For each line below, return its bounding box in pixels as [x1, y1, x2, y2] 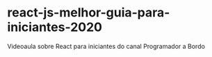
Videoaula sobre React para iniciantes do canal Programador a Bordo [7, 42, 205, 50]
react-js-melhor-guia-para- [7, 5, 170, 21]
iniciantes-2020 [7, 19, 103, 35]
